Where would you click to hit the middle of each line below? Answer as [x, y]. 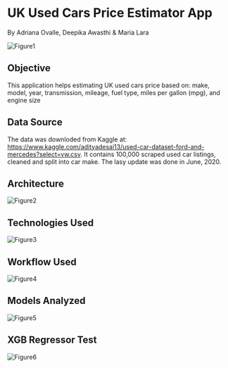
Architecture [36, 183]
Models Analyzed [46, 301]
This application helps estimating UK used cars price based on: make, [108, 85]
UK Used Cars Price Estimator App [110, 13]
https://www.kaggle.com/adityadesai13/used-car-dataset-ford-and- [106, 146]
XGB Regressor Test [52, 340]
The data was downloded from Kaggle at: [67, 139]
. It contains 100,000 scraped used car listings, [148, 154]
